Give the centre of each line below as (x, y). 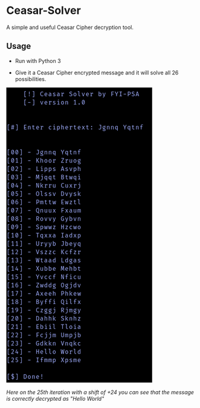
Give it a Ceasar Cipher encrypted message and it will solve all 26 (97, 73)
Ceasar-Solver (44, 11)
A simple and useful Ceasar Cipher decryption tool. (70, 27)
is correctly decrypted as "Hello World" (55, 398)
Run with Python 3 (38, 60)
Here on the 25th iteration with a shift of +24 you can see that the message (100, 392)
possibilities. (31, 79)
